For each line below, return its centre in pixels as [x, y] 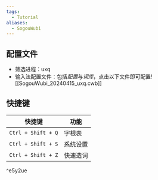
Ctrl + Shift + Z [34, 155]
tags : [13, 12]
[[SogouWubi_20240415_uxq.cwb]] [58, 83]
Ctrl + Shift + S [34, 144]
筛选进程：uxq [32, 70]
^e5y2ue [17, 170]
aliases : [17, 23]
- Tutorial [25, 17]
